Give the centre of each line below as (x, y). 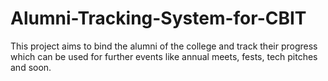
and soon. (31, 67)
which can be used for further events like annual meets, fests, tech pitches (164, 56)
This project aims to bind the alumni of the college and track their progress (164, 46)
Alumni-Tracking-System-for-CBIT (158, 18)
